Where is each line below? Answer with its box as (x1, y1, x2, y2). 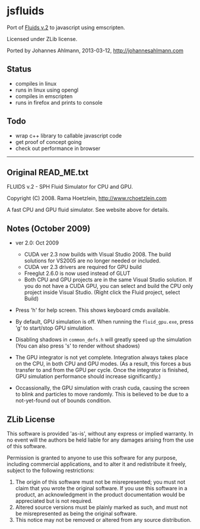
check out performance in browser (15, 145, 101, 152)
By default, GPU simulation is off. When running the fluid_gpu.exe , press (15, 318, 194, 325)
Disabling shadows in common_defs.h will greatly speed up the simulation (15, 336, 192, 343)
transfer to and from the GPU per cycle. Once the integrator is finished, (15, 367, 189, 374)
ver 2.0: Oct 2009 (15, 239, 59, 246)
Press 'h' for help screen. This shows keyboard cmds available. (15, 306, 170, 314)
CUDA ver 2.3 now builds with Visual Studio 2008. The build (24, 251, 172, 258)
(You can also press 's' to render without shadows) (15, 342, 140, 349)
